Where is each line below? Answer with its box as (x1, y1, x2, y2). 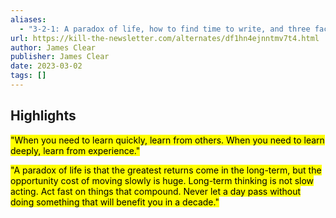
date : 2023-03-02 (10, 61, 83, 71)
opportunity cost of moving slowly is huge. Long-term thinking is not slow (10, 174, 315, 186)
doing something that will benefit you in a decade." (10, 196, 220, 208)
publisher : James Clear (10, 52, 110, 62)
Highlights (10, 107, 77, 125)
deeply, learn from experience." (10, 144, 141, 156)
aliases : (10, 14, 47, 25)
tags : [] (10, 71, 47, 81)
